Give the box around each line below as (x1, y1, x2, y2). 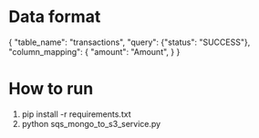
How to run (8, 79, 94, 100)
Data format (8, 6, 101, 27)
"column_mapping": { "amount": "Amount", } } (8, 46, 181, 57)
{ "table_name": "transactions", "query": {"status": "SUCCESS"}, (8, 37, 251, 48)
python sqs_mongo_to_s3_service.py (21, 118, 161, 129)
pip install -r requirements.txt (21, 108, 131, 120)
